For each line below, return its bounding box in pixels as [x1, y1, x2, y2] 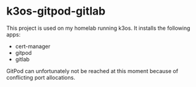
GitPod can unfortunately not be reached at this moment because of [6, 67, 179, 74]
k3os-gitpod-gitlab [6, 4, 106, 18]
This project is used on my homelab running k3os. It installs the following [6, 24, 190, 32]
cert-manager [15, 43, 51, 50]
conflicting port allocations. [6, 74, 75, 81]
